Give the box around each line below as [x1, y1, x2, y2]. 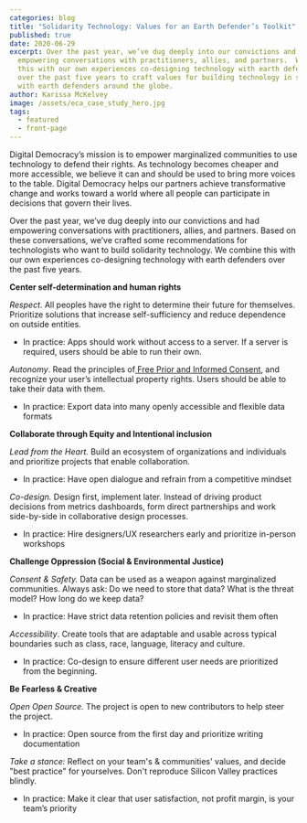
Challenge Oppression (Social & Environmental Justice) [9, 556, 225, 567]
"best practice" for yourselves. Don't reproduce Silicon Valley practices [9, 765, 279, 776]
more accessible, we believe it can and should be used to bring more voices [9, 168, 296, 179]
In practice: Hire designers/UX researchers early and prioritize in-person [22, 529, 297, 540]
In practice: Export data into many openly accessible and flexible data [22, 401, 285, 411]
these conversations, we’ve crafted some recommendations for [9, 235, 249, 245]
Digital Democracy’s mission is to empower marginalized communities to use [9, 149, 298, 160]
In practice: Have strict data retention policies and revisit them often [22, 611, 279, 622]
